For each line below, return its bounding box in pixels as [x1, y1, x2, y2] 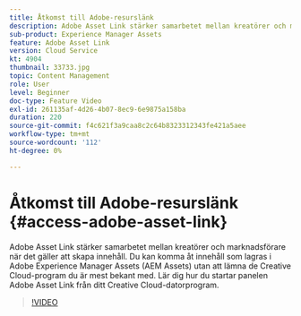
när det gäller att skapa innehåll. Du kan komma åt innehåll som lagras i [9, 251, 271, 261]
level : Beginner [9, 88, 70, 97]
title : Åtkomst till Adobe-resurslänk [9, 13, 154, 22]
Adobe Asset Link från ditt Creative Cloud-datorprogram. [9, 279, 219, 290]
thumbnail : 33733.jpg [9, 64, 90, 73]
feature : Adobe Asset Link [9, 38, 110, 47]
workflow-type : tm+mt [9, 130, 90, 139]
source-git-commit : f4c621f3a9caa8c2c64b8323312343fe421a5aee [9, 122, 246, 131]
